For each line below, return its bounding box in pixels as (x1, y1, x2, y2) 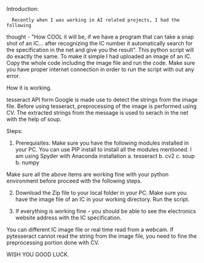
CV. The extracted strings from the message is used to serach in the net (6, 109, 189, 116)
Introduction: (6, 6, 39, 12)
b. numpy (15, 159, 40, 166)
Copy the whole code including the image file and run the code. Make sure (6, 59, 195, 66)
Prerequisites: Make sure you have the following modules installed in (15, 139, 189, 147)
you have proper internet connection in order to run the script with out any (6, 66, 195, 73)
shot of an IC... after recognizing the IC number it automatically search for (6, 40, 193, 47)
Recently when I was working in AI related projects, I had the (12, 17, 180, 23)
